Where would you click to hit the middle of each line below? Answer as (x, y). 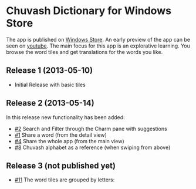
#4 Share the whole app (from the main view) (69, 141)
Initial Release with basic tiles (50, 85)
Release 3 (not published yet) (61, 166)
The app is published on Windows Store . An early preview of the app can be (98, 39)
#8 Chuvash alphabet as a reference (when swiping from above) (92, 147)
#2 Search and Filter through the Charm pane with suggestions (91, 129)
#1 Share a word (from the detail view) (61, 135)
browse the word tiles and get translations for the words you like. (85, 52)
